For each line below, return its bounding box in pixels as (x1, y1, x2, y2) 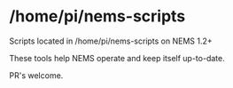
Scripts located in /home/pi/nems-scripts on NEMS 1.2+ (9, 36, 213, 46)
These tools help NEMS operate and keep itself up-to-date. (9, 52, 225, 63)
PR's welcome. (9, 69, 64, 81)
